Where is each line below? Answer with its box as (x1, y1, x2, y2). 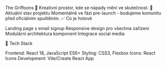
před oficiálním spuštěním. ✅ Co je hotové (5, 15, 92, 21)
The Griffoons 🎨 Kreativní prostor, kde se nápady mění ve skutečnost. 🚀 (5, 5, 153, 10)
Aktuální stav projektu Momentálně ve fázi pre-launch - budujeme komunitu (5, 10, 161, 16)
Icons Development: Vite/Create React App (5, 55, 94, 61)
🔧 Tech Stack (5, 40, 33, 46)
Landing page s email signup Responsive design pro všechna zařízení (5, 25, 149, 31)
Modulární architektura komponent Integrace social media (5, 30, 125, 36)
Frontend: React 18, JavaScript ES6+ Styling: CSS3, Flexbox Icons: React (5, 50, 155, 56)
